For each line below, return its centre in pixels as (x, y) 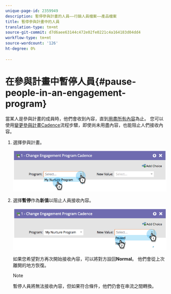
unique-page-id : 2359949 (32, 11)
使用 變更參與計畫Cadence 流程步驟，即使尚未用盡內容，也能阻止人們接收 (82, 125)
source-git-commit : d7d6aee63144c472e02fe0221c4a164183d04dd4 (73, 33)
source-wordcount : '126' (32, 44)
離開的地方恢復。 (31, 265)
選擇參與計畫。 (28, 142)
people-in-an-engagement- (66, 93)
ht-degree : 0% (20, 49)
